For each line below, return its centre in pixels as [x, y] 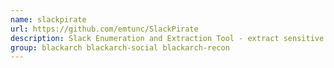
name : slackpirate [48, 19]
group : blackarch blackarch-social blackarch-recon [120, 47]
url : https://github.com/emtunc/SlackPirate [104, 29]
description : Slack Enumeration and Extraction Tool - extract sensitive [167, 38]
